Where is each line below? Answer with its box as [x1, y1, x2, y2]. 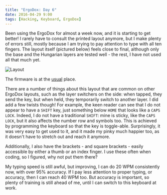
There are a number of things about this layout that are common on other [5, 86, 156, 92]
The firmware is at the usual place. [5, 76, 76, 82]
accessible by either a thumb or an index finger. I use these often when [5, 148, 151, 155]
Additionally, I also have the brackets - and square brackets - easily [5, 143, 144, 149]
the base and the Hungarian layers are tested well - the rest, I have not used [5, 51, 161, 57]
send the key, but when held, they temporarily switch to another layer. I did [5, 96, 159, 102]
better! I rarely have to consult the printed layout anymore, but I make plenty [5, 35, 162, 41]
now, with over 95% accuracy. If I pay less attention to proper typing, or [5, 169, 153, 175]
